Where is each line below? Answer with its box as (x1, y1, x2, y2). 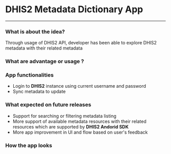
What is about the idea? (5, 28, 65, 35)
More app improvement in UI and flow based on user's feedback (12, 129, 148, 135)
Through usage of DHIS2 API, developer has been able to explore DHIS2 (5, 40, 157, 46)
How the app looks (5, 142, 52, 149)
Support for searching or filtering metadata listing (12, 113, 117, 119)
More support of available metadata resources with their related (12, 118, 147, 124)
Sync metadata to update (12, 88, 66, 95)
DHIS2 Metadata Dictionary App (5, 4, 144, 15)
